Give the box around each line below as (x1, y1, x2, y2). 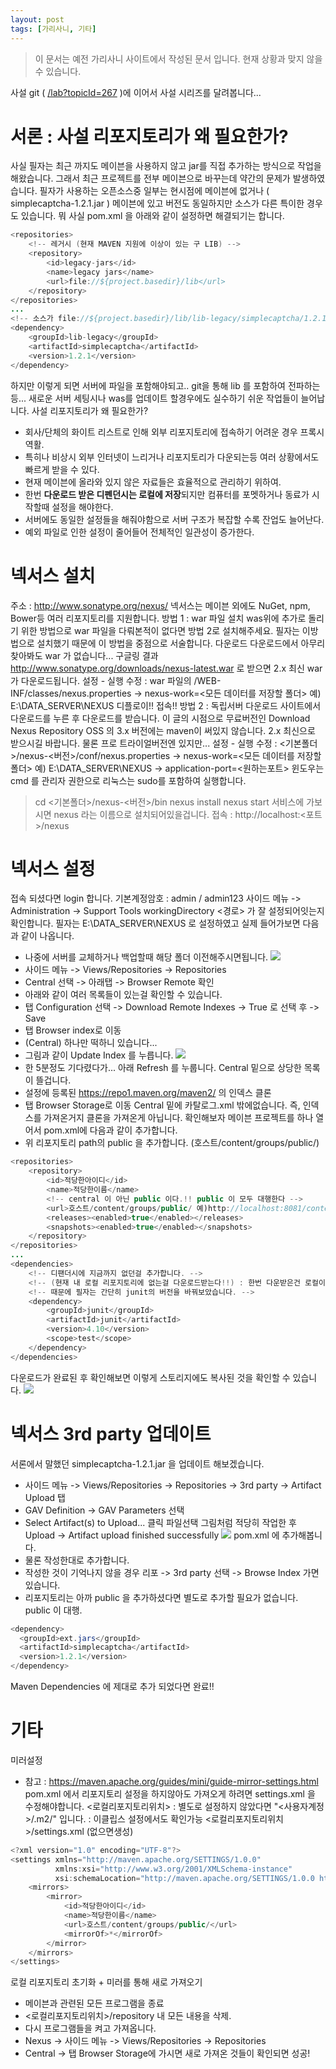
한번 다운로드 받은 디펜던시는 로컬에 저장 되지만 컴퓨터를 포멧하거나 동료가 (24, 488, 310, 500)
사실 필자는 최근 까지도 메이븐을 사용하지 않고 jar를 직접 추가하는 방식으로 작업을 (10, 160, 322, 172)
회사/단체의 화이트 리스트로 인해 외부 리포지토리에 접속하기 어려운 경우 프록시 (24, 426, 325, 438)
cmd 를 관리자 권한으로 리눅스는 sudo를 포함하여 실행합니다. (10, 774, 247, 786)
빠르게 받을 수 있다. (24, 463, 100, 475)
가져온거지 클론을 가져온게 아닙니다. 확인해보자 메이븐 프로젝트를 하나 (43, 1112, 314, 1124)
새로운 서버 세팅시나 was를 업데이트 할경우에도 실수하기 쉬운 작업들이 (28, 392, 299, 404)
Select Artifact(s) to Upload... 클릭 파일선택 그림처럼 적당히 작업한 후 (24, 1516, 297, 1528)
